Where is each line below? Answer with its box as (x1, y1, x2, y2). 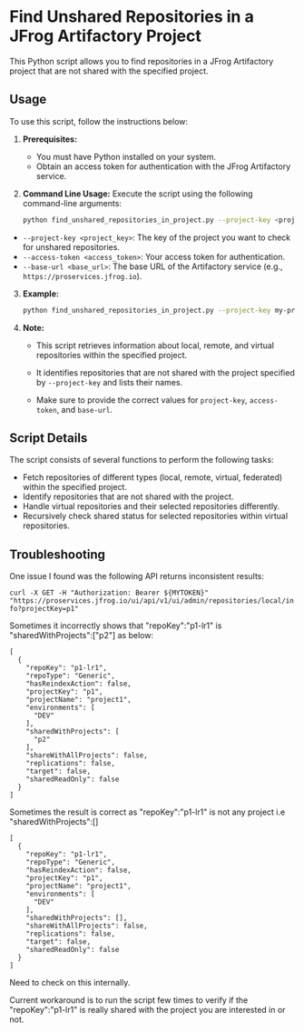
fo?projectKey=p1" (9, 605, 79, 614)
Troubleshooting (9, 546, 106, 562)
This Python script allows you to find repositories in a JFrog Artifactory (9, 55, 274, 66)
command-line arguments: (22, 197, 123, 208)
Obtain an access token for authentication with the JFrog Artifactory (35, 161, 291, 172)
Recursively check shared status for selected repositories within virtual (22, 511, 289, 522)
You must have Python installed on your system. (35, 151, 216, 162)
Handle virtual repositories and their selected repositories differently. (22, 501, 280, 512)
